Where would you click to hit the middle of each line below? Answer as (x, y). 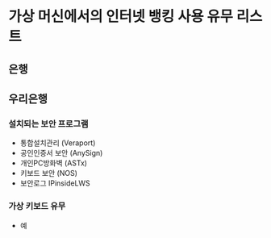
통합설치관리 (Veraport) (58, 143)
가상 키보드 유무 (37, 207)
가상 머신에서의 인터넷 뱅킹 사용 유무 (121, 17)
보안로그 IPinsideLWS (55, 183)
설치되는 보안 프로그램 (48, 123)
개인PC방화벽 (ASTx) (53, 163)
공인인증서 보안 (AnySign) (61, 153)
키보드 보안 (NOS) (49, 173)
